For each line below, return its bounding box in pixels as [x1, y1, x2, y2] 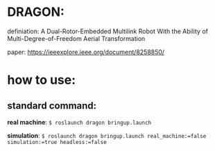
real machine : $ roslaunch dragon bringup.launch [7, 118, 152, 126]
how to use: [7, 72, 76, 88]
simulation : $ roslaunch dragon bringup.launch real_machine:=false [7, 131, 207, 139]
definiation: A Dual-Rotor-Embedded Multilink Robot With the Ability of [7, 27, 208, 35]
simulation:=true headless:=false [7, 139, 108, 145]
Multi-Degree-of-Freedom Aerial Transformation [7, 34, 146, 42]
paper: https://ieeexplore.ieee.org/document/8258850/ [7, 48, 165, 56]
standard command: [7, 100, 97, 112]
